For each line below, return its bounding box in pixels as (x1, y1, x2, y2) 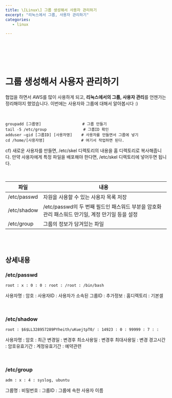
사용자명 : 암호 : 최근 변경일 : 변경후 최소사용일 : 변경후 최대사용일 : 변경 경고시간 (5, 337, 166, 343)
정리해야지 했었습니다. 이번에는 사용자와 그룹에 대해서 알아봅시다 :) (5, 100, 138, 107)
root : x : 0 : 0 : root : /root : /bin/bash (5, 283, 104, 288)
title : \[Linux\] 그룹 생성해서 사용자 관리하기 (5, 7, 97, 13)
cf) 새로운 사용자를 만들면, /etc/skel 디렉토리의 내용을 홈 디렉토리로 (5, 148, 140, 154)
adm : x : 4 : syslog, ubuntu (5, 378, 70, 383)
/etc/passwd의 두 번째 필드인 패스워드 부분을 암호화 (43, 203, 162, 211)
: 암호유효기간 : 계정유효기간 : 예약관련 (5, 343, 82, 349)
